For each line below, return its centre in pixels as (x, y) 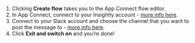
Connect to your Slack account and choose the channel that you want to (100, 21)
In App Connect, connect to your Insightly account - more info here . (95, 15)
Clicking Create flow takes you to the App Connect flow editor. (89, 9)
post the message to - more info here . (58, 27)
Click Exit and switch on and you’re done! (63, 34)
